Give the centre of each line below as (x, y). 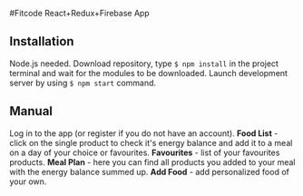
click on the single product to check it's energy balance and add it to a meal (151, 142)
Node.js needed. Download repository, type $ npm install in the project (144, 64)
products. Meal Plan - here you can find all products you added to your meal (152, 162)
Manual (31, 111)
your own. (28, 181)
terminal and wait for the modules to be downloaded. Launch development (149, 73)
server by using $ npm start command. (83, 83)
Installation (42, 41)
